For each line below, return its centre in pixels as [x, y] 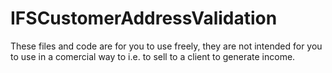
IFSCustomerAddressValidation [144, 18]
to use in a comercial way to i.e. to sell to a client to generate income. [153, 56]
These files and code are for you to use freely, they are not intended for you [166, 46]
